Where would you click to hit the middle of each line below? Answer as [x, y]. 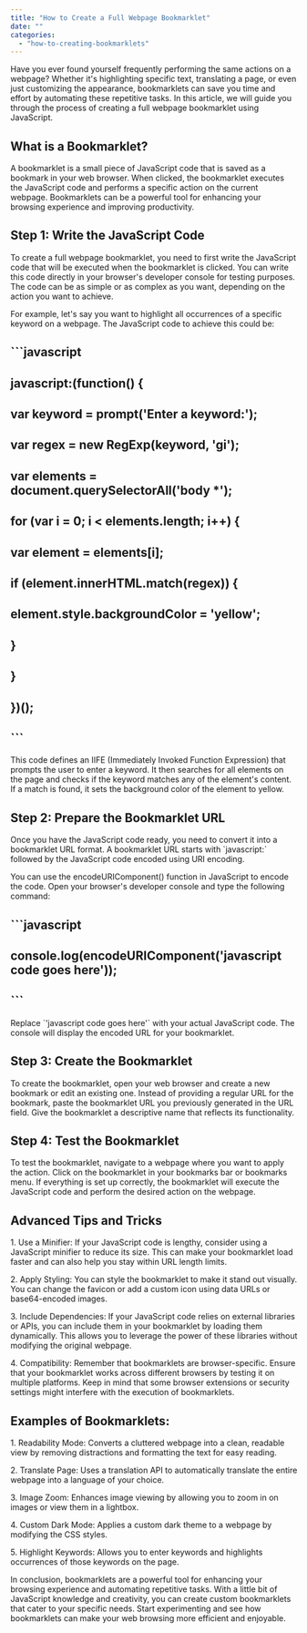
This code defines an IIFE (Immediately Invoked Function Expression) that [148, 760]
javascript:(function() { [77, 383]
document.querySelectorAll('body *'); [122, 490]
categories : [33, 35]
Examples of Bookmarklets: [90, 1421]
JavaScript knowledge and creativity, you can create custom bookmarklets [151, 1599]
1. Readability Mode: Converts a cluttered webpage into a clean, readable [148, 1443]
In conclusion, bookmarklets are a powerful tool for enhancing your [137, 1580]
